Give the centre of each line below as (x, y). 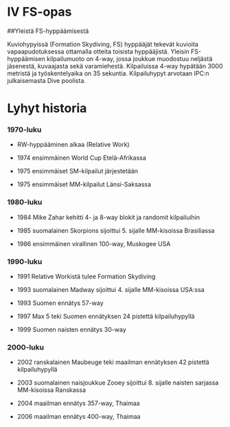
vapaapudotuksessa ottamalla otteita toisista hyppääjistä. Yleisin (99, 51)
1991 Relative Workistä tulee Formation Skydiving (86, 277)
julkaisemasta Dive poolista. (46, 80)
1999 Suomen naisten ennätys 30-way (72, 330)
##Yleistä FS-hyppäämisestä (48, 31)
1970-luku (24, 130)
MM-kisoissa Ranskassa (51, 390)
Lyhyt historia (47, 109)
